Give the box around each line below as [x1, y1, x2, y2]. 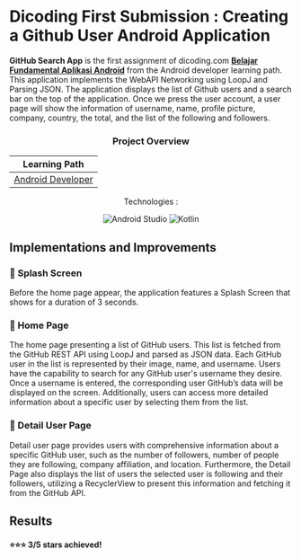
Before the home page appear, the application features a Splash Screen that [9, 287, 291, 297]
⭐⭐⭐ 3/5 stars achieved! [9, 539, 102, 550]
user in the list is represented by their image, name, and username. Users [9, 359, 281, 369]
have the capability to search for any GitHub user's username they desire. [9, 368, 283, 379]
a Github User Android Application [9, 25, 271, 46]
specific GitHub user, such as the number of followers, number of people [9, 449, 279, 460]
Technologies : [123, 196, 179, 208]
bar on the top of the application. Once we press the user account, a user [9, 93, 281, 104]
